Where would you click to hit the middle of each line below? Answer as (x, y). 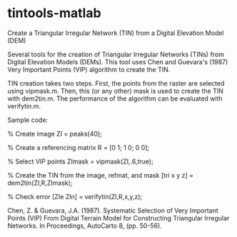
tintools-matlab (54, 13)
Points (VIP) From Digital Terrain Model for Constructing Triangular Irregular (118, 218)
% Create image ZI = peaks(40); (55, 133)
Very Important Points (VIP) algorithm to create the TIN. (89, 69)
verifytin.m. (24, 106)
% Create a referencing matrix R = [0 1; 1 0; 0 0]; (79, 147)
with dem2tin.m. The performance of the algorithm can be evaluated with (115, 99)
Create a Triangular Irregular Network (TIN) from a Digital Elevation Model (116, 33)
